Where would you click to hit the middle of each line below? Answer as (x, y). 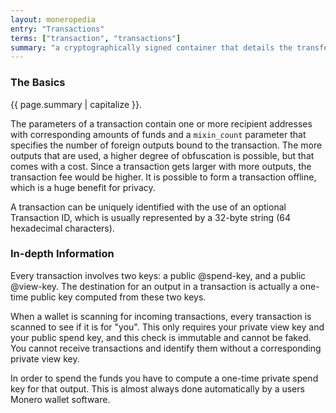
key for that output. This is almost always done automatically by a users (157, 388)
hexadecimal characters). (62, 228)
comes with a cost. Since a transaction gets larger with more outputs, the (161, 166)
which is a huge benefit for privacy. (83, 187)
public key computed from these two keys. (118, 297)
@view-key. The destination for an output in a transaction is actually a (154, 286)
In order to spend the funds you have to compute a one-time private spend (164, 378)
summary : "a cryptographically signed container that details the (151, 47)
